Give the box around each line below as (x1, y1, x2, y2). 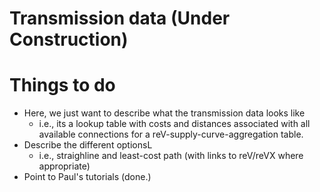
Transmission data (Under (9, 7, 231, 30)
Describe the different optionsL (23, 139, 153, 151)
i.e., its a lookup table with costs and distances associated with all (38, 118, 311, 130)
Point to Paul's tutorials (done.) (23, 171, 152, 183)
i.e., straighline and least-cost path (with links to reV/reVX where (38, 150, 304, 162)
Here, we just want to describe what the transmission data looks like (23, 107, 306, 119)
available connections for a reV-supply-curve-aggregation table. (38, 128, 304, 141)
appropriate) (38, 160, 91, 172)
